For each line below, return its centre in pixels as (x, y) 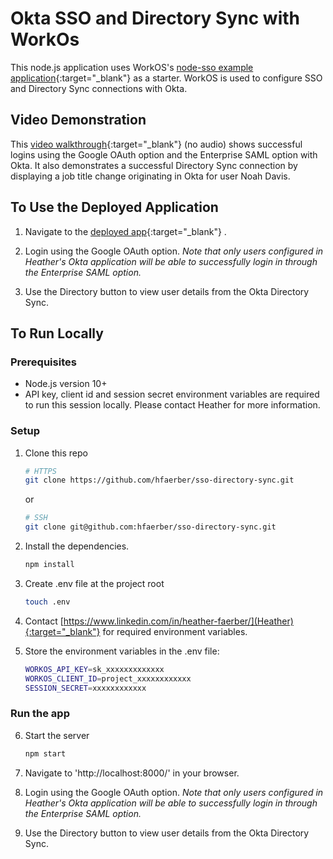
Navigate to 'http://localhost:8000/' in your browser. (132, 773)
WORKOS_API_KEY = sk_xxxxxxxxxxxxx (94, 669)
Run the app (40, 714)
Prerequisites (43, 362)
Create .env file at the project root (94, 583)
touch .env (47, 602)
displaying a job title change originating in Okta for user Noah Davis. (150, 176)
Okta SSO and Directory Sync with (155, 18)
